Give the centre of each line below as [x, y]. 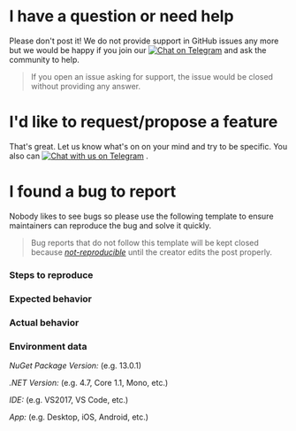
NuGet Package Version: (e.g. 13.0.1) [76, 366]
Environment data [48, 346]
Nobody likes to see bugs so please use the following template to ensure [141, 216]
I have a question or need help [121, 16]
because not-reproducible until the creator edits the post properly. [151, 252]
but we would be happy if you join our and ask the [138, 50]
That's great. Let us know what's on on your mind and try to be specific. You [148, 146]
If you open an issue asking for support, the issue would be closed [152, 76]
